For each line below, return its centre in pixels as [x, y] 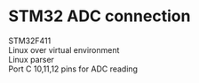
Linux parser [32, 59]
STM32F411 [30, 41]
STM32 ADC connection [99, 16]
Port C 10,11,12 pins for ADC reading [73, 69]
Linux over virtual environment [64, 49]
